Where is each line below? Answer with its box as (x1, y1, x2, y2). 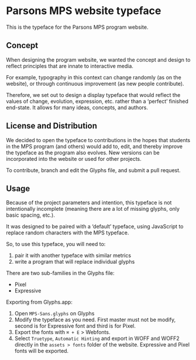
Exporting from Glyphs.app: (6, 298, 73, 306)
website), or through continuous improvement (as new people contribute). (6, 80, 184, 87)
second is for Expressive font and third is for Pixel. (14, 322, 136, 329)
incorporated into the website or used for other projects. (6, 155, 142, 162)
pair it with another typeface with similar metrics (14, 252, 132, 259)
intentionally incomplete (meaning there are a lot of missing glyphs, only (6, 206, 180, 213)
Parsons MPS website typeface (6, 4, 161, 18)
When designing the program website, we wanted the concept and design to (6, 56, 191, 63)
